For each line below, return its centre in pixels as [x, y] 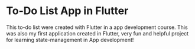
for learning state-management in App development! [70, 40]
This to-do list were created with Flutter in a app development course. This [97, 27]
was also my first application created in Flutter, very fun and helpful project [97, 33]
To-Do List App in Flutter [67, 11]
